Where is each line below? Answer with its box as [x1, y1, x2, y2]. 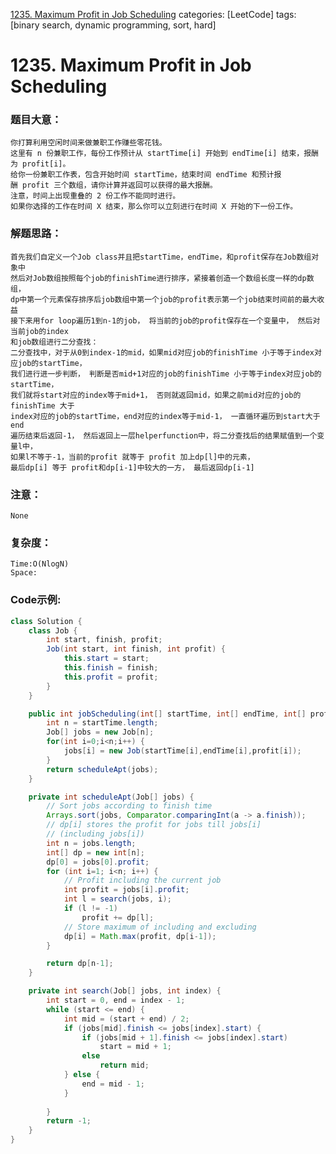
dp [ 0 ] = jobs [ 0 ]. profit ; [46, 857, 150, 867]
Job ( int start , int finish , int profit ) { [46, 644, 226, 654]
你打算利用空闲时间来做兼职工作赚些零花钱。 [10, 138, 167, 148]
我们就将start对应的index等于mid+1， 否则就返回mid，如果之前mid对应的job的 [10, 390, 302, 400]
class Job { [28, 625, 78, 636]
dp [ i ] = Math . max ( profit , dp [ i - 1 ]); [63, 931, 217, 941]
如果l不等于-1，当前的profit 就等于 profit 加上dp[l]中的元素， [10, 452, 255, 462]
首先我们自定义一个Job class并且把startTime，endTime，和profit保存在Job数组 [10, 252, 312, 262]
